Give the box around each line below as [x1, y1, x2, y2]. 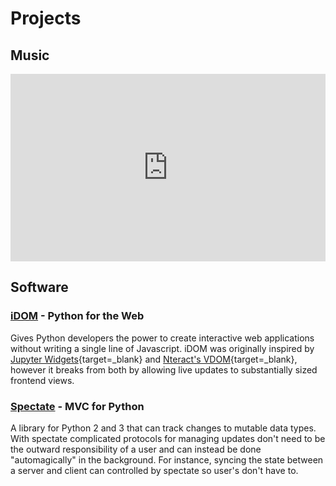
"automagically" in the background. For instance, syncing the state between [10, 453, 324, 466]
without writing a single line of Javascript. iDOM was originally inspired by [10, 342, 315, 354]
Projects [10, 7, 82, 30]
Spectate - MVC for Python [10, 399, 145, 413]
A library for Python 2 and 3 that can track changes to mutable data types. [10, 422, 317, 434]
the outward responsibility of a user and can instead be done [10, 443, 262, 455]
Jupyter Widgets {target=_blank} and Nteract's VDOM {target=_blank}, [10, 353, 298, 365]
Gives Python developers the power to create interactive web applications [10, 332, 315, 344]
